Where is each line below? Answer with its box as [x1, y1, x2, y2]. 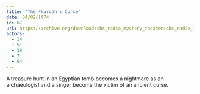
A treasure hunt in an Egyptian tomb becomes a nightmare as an [6, 75, 164, 82]
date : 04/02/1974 [6, 14, 49, 20]
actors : [6, 31, 26, 37]
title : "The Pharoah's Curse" [6, 8, 82, 15]
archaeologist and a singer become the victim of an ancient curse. [6, 81, 168, 88]
